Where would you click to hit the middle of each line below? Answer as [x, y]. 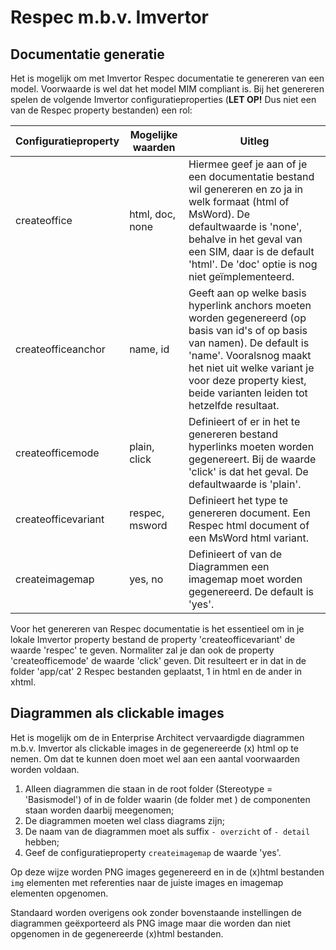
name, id [149, 349]
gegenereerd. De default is [251, 591]
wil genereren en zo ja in [246, 189]
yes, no [146, 579]
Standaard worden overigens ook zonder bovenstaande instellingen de [156, 912]
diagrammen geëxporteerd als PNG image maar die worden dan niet [150, 923]
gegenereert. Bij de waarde [252, 459]
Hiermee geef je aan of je [248, 164]
